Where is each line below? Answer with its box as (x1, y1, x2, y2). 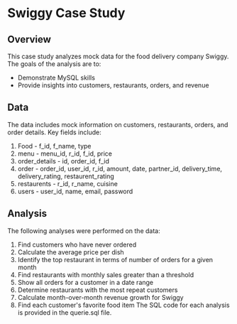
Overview (7, 33, 52, 45)
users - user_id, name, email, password (17, 187, 133, 195)
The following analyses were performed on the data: (7, 226, 161, 235)
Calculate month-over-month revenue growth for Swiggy (17, 293, 184, 301)
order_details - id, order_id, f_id (17, 156, 110, 165)
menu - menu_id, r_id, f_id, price (17, 149, 112, 158)
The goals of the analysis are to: (7, 60, 101, 68)
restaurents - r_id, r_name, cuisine (17, 179, 118, 188)
